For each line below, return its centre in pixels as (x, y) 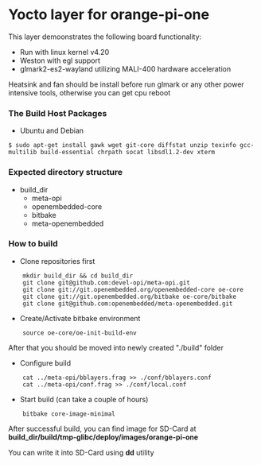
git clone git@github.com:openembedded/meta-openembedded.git (128, 304)
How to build (33, 244)
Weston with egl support (60, 60)
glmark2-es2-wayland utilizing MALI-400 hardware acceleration (125, 68)
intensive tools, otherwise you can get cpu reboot (90, 92)
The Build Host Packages (58, 113)
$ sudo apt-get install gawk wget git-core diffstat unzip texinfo (123, 145)
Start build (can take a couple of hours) (84, 399)
